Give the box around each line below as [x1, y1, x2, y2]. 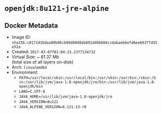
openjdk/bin [18, 84, 43, 89]
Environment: [11, 69, 38, 75]
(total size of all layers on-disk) [11, 59, 74, 65]
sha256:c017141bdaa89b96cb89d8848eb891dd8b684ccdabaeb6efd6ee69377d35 [11, 40, 158, 45]
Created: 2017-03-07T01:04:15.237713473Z [11, 49, 96, 54]
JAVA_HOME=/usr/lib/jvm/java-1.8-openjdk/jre [18, 94, 113, 99]
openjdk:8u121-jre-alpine [4, 4, 109, 13]
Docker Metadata [4, 21, 58, 30]
